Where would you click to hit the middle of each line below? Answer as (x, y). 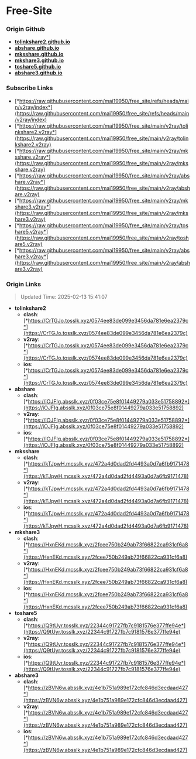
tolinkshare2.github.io (42, 42)
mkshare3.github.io (39, 60)
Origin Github (26, 29)
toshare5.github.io (38, 67)
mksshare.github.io (39, 54)
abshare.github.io (37, 48)
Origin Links (24, 284)
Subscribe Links (30, 88)
